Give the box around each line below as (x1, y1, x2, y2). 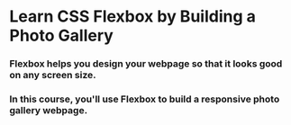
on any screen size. (9, 69, 96, 82)
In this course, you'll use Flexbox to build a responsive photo (9, 93, 280, 105)
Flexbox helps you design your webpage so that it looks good (9, 58, 283, 70)
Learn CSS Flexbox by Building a (9, 6, 257, 27)
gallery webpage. (9, 104, 88, 117)
